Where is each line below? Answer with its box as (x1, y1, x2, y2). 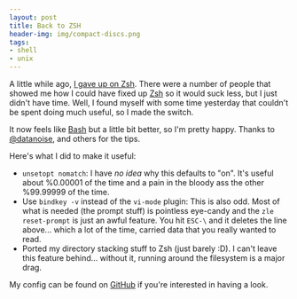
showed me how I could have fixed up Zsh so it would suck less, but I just (9, 88, 277, 98)
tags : (9, 37, 29, 47)
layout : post (9, 12, 58, 22)
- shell (9, 46, 38, 55)
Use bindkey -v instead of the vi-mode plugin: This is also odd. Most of (21, 196, 281, 207)
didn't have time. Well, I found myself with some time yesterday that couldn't (9, 98, 289, 107)
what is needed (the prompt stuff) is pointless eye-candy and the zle (21, 206, 275, 216)
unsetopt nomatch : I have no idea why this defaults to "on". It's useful (21, 168, 274, 178)
